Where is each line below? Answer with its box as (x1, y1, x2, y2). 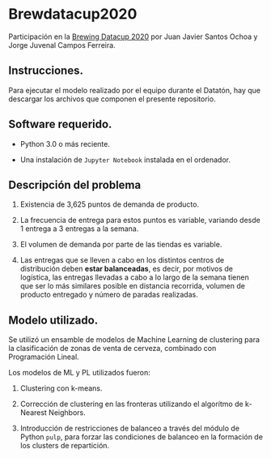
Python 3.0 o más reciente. (19, 139, 111, 148)
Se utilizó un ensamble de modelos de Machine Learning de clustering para (8, 335, 260, 345)
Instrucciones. (8, 64, 83, 78)
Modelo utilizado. (8, 313, 99, 327)
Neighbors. (48, 408, 87, 417)
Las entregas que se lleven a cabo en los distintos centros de (19, 255, 225, 265)
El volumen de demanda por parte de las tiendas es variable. (19, 240, 222, 250)
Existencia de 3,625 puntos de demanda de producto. (19, 199, 200, 209)
